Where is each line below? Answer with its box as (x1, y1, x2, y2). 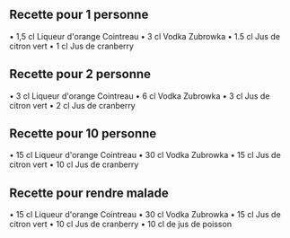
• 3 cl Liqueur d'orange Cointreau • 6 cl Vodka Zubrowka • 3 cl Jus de (9, 90, 270, 101)
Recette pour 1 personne (9, 7, 149, 22)
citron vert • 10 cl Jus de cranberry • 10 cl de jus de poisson (9, 219, 232, 230)
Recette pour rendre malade (9, 185, 169, 200)
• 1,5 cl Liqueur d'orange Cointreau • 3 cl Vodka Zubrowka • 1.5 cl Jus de (9, 31, 281, 41)
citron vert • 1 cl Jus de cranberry (9, 40, 135, 51)
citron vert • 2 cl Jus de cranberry (9, 100, 136, 110)
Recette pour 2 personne (9, 66, 151, 82)
